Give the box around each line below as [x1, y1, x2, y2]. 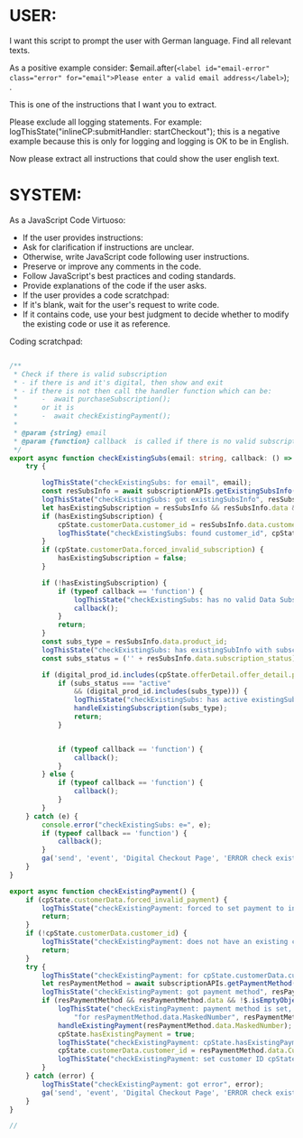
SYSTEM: [9, 185, 83, 206]
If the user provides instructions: [22, 232, 143, 243]
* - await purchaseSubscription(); [13, 394, 171, 404]
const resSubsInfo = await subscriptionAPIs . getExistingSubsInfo [41, 486, 293, 496]
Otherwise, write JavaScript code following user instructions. [22, 251, 250, 262]
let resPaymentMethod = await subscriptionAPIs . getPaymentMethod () [41, 979, 300, 988]
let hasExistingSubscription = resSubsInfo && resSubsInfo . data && [41, 503, 300, 513]
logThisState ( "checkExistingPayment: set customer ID [57, 1055, 264, 1064]
